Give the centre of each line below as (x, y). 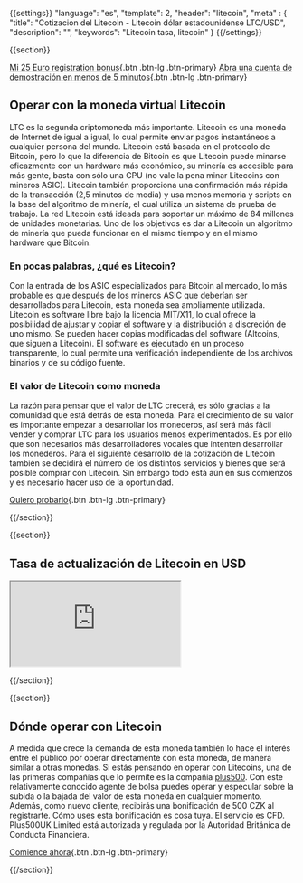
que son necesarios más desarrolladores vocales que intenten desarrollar (146, 444)
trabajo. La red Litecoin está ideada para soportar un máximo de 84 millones (151, 214)
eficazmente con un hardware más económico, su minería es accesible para (151, 166)
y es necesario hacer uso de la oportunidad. (92, 482)
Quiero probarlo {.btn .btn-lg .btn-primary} (87, 500)
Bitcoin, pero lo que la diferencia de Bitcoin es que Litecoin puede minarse (148, 156)
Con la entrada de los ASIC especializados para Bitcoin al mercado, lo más (148, 286)
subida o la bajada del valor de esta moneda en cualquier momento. (136, 796)
